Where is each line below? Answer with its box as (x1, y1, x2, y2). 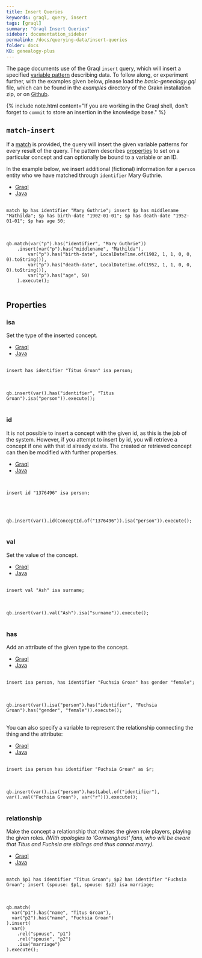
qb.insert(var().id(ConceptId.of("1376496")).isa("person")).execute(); (6, 518, 192, 524)
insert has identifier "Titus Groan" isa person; (6, 368, 133, 374)
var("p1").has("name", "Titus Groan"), (11, 910, 112, 916)
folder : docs (6, 43, 39, 49)
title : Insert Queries (6, 8, 63, 15)
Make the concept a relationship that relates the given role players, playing (6, 828, 191, 835)
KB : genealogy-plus (6, 48, 55, 54)
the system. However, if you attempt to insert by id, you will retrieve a (6, 436, 178, 443)
